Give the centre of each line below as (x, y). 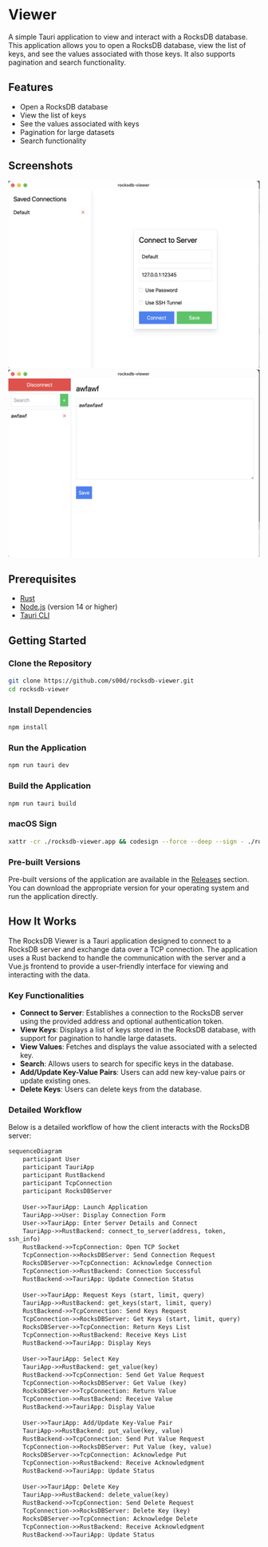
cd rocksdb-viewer (39, 690)
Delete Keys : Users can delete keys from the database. (110, 1089)
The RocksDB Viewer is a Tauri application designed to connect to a (120, 941)
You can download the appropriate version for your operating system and (129, 888)
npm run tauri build (43, 803)
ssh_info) (25, 1239)
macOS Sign (33, 824)
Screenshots (41, 166)
